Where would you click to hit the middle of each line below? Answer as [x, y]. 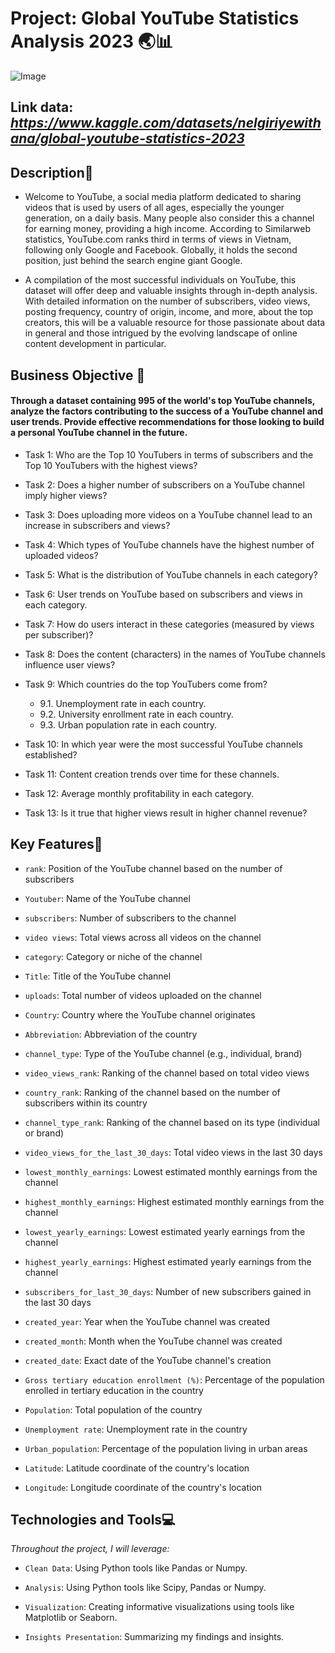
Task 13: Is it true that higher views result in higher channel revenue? [166, 813]
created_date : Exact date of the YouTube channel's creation [148, 1360]
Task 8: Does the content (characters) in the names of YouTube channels [175, 654]
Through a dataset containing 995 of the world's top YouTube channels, [163, 401]
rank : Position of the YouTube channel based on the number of [153, 868]
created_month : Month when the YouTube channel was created [153, 1341]
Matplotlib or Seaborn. [71, 1618]
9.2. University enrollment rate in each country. [136, 714]
